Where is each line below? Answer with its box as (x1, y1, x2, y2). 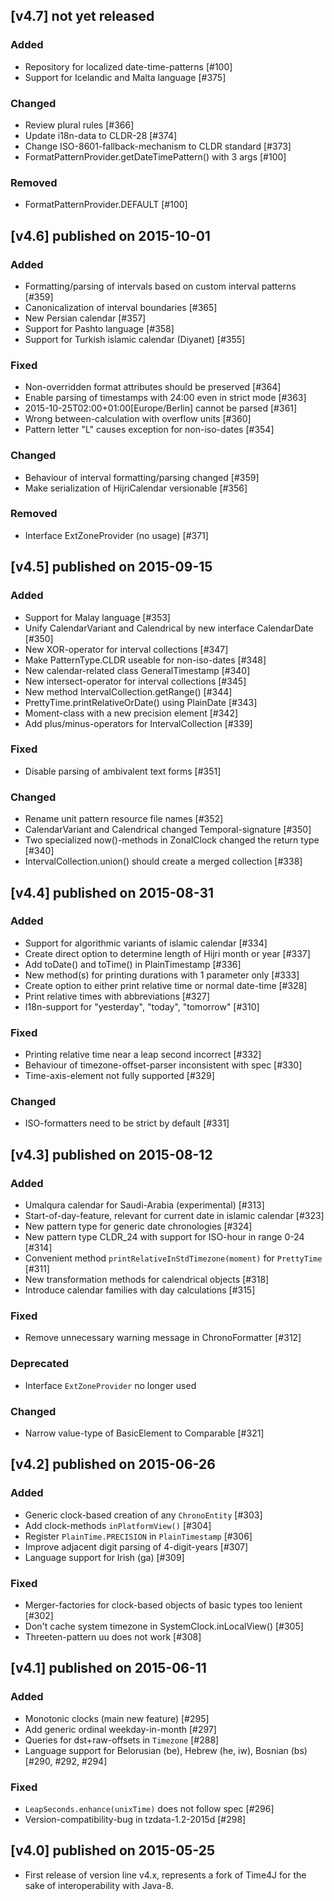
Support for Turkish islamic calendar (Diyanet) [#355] (24, 333, 246, 345)
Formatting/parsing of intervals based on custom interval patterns (24, 280, 297, 292)
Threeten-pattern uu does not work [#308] (24, 1630, 202, 1643)
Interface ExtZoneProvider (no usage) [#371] (24, 529, 209, 541)
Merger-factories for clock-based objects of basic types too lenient (24, 1599, 303, 1611)
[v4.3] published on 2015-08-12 (10, 1146, 213, 1163)
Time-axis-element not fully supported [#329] (24, 1070, 215, 1082)
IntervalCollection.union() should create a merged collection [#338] (24, 855, 303, 868)
